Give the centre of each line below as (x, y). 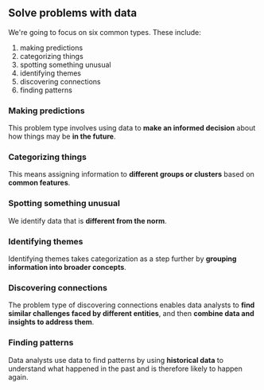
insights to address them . (51, 322)
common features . (39, 183)
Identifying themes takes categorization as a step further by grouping (122, 259)
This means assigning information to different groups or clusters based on (131, 174)
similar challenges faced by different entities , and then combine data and (131, 314)
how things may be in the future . (62, 136)
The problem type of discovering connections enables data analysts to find (132, 305)
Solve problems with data (73, 13)
